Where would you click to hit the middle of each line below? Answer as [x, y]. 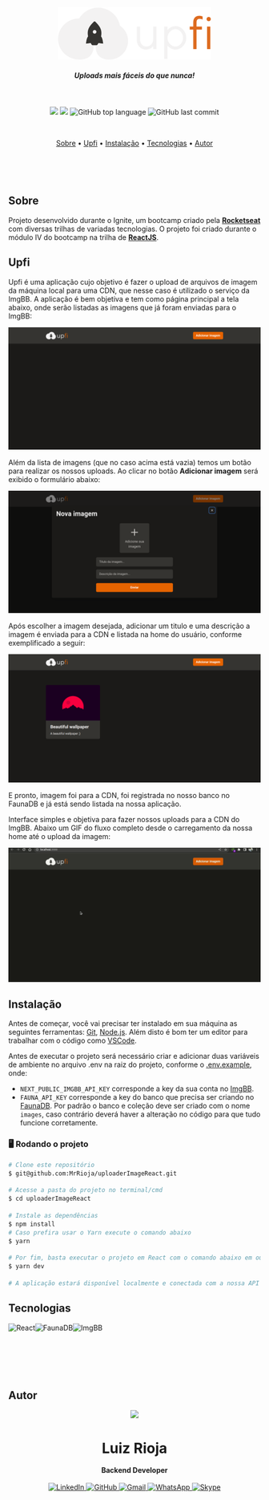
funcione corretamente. [59, 1123]
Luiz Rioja [134, 1448]
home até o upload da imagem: [59, 837]
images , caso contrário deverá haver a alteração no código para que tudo [140, 1114]
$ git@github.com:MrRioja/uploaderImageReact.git [93, 1174]
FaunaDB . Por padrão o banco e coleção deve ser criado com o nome [135, 1106]
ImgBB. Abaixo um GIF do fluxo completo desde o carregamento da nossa [130, 828]
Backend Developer [134, 1470]
